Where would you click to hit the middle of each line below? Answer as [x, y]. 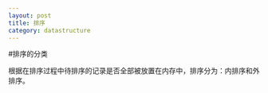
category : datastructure [49, 30]
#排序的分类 [28, 54]
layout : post [30, 15]
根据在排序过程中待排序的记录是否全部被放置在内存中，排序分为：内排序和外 [134, 71]
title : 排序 [27, 23]
